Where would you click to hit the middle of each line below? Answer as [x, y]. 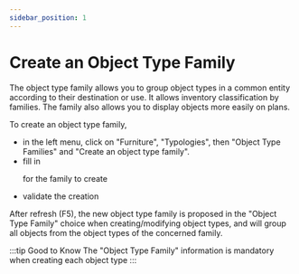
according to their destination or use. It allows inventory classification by [145, 97]
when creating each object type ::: [73, 260]
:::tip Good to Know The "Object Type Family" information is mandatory [142, 250]
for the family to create [65, 178]
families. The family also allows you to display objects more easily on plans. [150, 107]
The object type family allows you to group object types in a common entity [150, 88]
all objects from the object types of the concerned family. [116, 232]
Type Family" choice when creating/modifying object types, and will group [148, 223]
